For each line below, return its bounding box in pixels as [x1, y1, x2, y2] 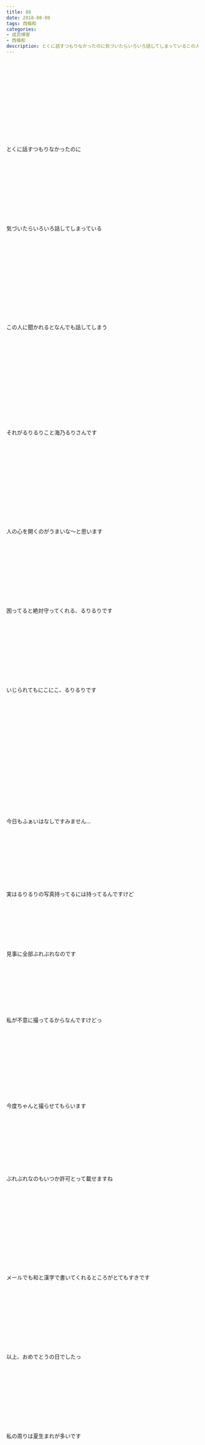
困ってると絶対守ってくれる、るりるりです [6, 607, 113, 614]
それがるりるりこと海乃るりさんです [6, 428, 98, 436]
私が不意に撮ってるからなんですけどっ [6, 1016, 103, 1023]
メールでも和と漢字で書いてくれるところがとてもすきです [6, 1273, 151, 1281]
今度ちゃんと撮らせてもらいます [6, 1102, 87, 1109]
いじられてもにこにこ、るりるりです [6, 686, 97, 693]
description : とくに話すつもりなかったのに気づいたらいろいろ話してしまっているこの [6, 44, 196, 50]
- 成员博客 [6, 32, 31, 38]
